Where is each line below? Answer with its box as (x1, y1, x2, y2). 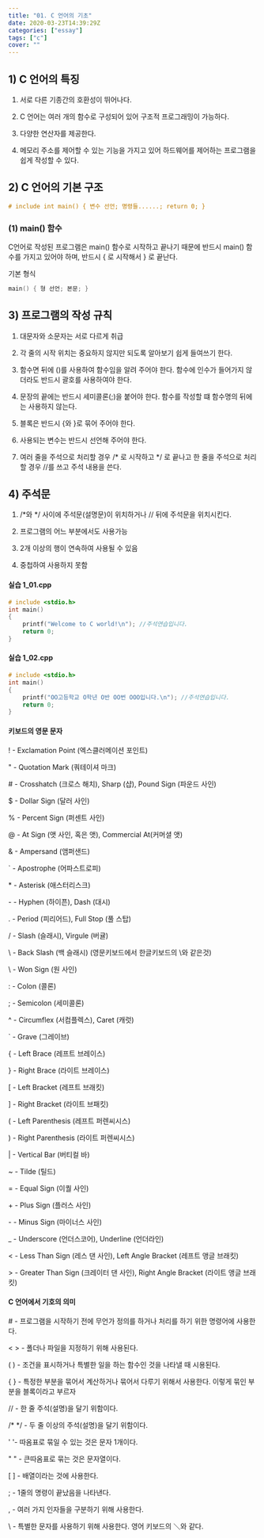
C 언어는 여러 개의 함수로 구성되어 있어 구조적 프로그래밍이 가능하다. (19, 112, 230, 121)
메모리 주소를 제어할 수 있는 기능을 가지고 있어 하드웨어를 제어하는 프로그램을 (19, 145, 257, 155)
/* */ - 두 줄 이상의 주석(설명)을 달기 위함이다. (8, 1420, 149, 1429)
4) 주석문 (8, 488, 51, 500)
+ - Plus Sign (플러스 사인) (8, 1200, 92, 1210)
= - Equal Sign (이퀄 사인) (8, 1183, 89, 1193)
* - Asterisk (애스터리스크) (8, 880, 91, 890)
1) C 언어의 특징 (8, 72, 81, 86)
